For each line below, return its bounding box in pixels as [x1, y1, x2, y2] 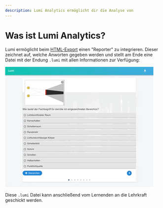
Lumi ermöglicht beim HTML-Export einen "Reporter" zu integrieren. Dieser [5, 46, 159, 52]
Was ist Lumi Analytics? [5, 30, 106, 41]
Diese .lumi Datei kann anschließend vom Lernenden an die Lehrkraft [5, 192, 147, 198]
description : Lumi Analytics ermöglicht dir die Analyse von [5, 8, 134, 13]
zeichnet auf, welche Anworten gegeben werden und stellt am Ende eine [5, 52, 153, 57]
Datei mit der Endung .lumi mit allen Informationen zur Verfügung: [5, 57, 140, 63]
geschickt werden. [5, 197, 43, 203]
